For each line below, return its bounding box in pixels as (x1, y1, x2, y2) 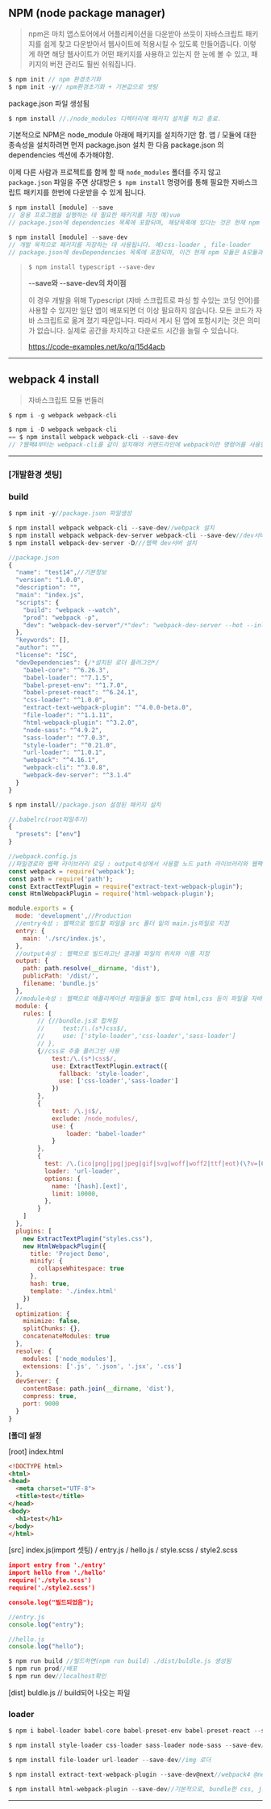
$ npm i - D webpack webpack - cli (8, 425, 117, 434)
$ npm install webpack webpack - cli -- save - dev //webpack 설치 (8, 524, 215, 532)
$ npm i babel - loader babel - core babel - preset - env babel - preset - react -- (8, 1727, 262, 1735)
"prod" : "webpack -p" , (23, 613, 99, 622)
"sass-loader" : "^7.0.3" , (23, 734, 110, 742)
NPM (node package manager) (8, 6, 166, 20)
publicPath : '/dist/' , (23, 972, 99, 980)
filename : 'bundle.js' (23, 980, 99, 988)
